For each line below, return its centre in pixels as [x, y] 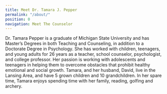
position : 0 [18, 19]
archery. [14, 86]
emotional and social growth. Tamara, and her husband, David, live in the [80, 70]
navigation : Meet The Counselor [39, 24]
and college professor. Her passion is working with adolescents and [75, 60]
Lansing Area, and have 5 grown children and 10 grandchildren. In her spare [83, 75]
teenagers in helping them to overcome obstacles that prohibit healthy [78, 65]
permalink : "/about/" [28, 15]
